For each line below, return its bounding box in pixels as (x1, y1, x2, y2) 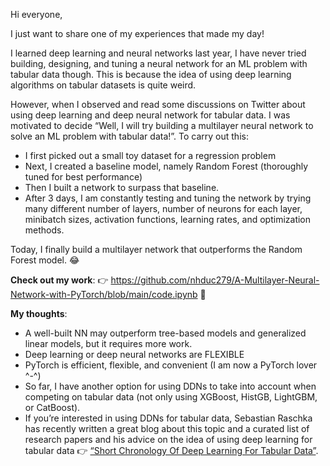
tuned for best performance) (24, 171, 143, 183)
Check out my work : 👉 (10, 274, 109, 286)
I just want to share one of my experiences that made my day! (10, 28, 265, 39)
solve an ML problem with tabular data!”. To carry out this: (10, 130, 249, 142)
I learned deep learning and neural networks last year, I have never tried (10, 47, 307, 59)
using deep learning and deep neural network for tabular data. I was (10, 109, 291, 121)
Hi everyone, (10, 9, 63, 20)
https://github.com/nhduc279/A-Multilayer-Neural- (110, 274, 320, 286)
